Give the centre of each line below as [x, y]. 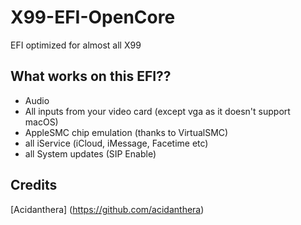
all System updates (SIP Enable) [90, 153]
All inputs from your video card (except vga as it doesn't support [157, 111]
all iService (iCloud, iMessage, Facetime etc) [116, 143]
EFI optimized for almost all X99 [76, 45]
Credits [34, 185]
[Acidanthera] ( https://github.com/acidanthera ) [107, 209]
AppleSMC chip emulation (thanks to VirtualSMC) [126, 132]
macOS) [41, 122]
